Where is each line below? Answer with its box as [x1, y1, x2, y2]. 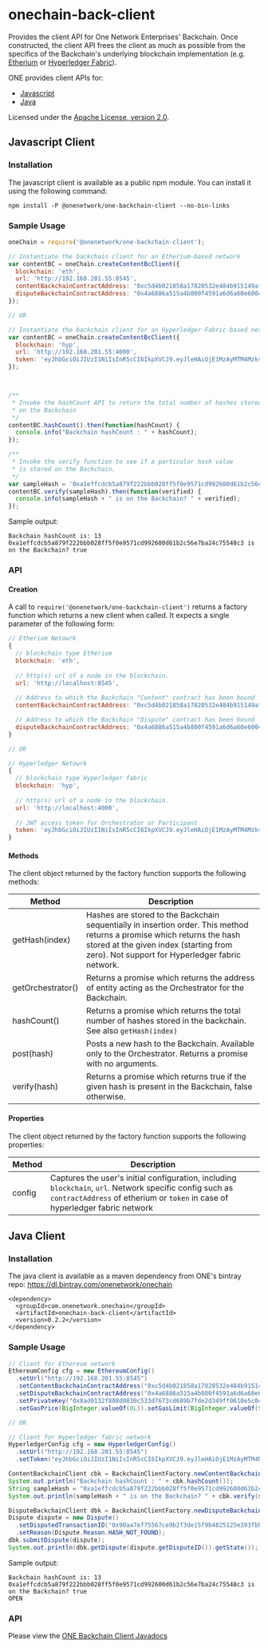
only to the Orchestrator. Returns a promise [86, 1048, 249, 1060]
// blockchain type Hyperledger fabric [15, 774, 148, 782]
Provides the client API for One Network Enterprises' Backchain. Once [8, 32, 238, 42]
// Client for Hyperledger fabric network [8, 1433, 152, 1441]
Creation [8, 584, 38, 594]
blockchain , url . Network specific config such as [50, 1182, 234, 1193]
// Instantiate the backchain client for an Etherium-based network [8, 252, 241, 260]
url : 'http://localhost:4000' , [15, 804, 120, 812]
